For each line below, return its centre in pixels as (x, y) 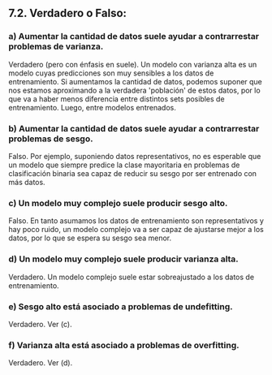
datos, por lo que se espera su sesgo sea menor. (90, 238)
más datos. (27, 182)
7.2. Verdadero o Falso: (68, 13)
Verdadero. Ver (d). (41, 363)
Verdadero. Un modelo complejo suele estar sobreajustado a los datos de (131, 277)
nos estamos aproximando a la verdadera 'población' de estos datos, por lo (135, 90)
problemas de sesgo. (51, 139)
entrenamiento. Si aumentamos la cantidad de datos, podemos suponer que (135, 81)
